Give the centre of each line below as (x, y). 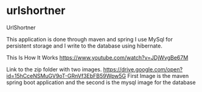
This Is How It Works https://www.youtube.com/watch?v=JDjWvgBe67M (97, 57)
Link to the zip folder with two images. (54, 69)
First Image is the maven (158, 76)
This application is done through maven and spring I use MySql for (90, 39)
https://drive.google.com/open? (143, 69)
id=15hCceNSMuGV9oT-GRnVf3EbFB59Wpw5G (66, 76)
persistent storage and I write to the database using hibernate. (85, 46)
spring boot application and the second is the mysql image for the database (101, 82)
